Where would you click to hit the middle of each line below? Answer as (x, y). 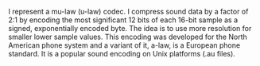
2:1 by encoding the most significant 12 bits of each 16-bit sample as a (123, 20)
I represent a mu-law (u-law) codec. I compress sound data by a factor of (128, 12)
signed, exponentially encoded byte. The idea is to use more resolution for (130, 28)
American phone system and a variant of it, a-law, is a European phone (124, 45)
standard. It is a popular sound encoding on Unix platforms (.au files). (122, 54)
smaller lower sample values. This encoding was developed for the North (128, 37)
